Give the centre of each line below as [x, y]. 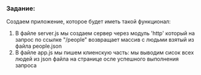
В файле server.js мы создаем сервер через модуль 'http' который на [105, 33]
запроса [26, 65]
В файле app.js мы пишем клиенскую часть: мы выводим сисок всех [104, 53]
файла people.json [38, 46]
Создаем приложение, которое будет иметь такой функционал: [89, 22]
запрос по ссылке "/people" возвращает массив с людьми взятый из [104, 40]
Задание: [21, 8]
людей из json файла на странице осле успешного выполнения [97, 59]
